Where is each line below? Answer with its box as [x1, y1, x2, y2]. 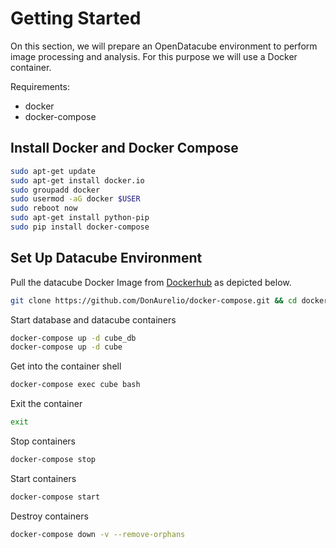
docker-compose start [10, 492, 101, 502]
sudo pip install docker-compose [10, 222, 150, 232]
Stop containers [10, 435, 76, 447]
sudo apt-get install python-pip [10, 213, 150, 223]
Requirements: [10, 80, 70, 92]
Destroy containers [10, 510, 89, 522]
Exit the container [10, 398, 83, 410]
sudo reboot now [10, 203, 78, 214]
